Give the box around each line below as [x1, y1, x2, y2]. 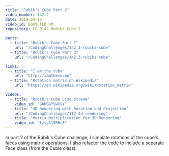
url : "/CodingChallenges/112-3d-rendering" [14, 111, 108, 116]
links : [5, 64, 19, 69]
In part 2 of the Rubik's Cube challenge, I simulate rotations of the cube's [5, 135, 159, 140]
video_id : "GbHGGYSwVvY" [14, 101, 67, 107]
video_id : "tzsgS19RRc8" [14, 120, 67, 125]
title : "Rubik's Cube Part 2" [5, 7, 70, 13]
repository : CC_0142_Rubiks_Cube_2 [5, 27, 81, 32]
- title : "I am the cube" [10, 68, 65, 74]
